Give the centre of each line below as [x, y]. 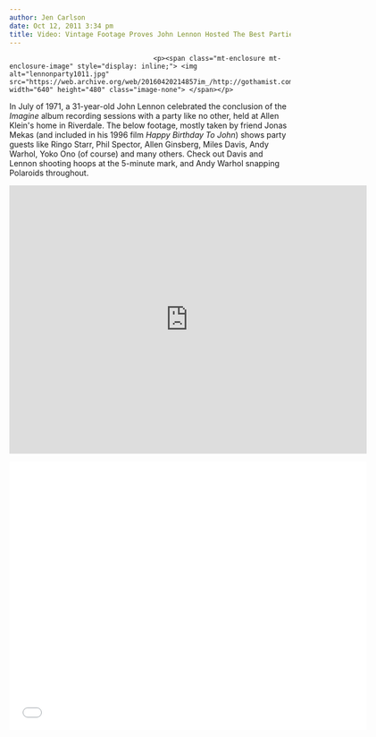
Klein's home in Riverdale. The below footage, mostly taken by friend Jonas [148, 125]
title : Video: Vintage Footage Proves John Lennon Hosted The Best [138, 34]
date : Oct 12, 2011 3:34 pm [62, 26]
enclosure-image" [42, 67]
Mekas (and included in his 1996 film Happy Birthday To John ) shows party [148, 135]
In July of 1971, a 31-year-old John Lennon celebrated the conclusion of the [148, 106]
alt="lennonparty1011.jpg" [59, 74]
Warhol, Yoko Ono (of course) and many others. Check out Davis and [136, 154]
